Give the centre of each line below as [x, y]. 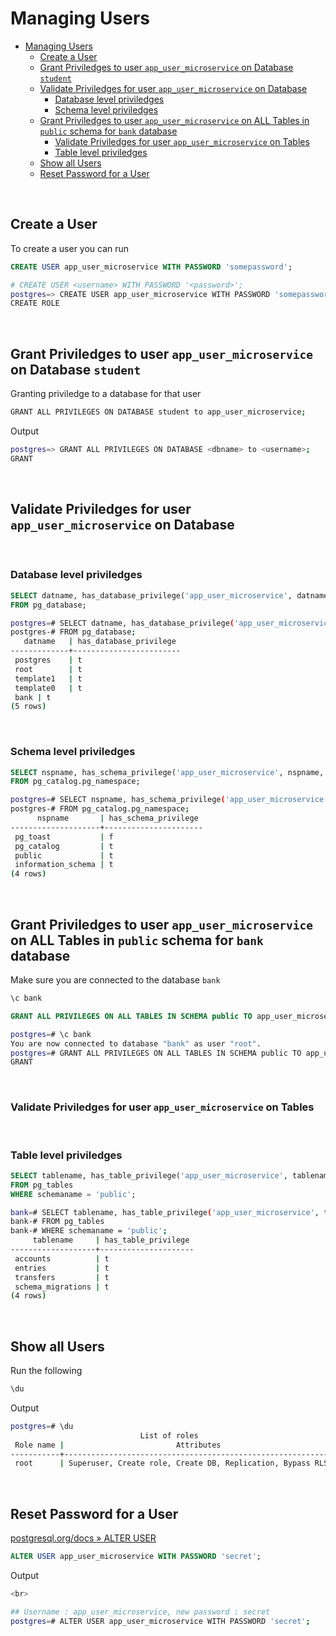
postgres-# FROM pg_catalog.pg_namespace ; [100, 809]
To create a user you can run [70, 248]
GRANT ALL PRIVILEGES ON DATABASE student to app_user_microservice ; [158, 412]
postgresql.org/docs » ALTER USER [83, 1538]
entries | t [62, 1268]
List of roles [169, 1435]
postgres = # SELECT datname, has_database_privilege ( [122, 623]
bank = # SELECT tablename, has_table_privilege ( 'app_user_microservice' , [165, 1212]
